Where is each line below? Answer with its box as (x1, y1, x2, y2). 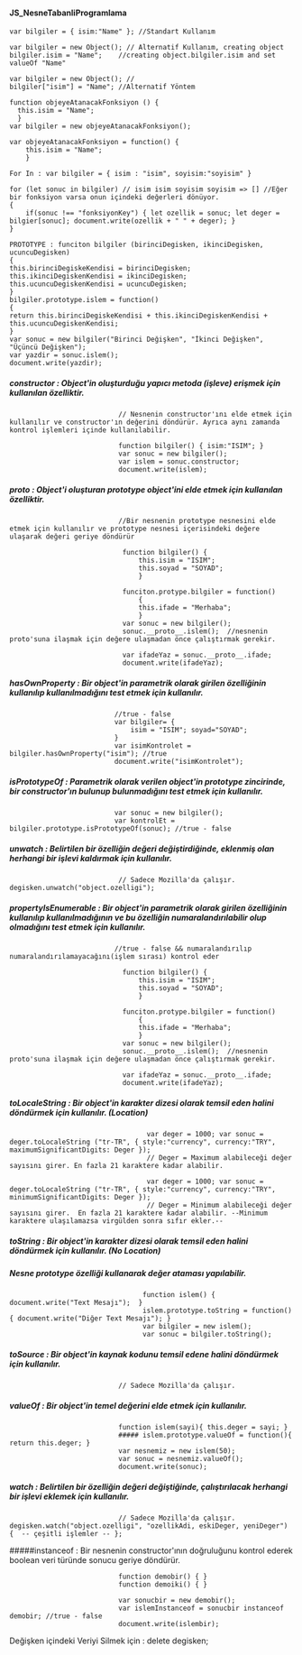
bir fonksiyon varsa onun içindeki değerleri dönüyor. (9, 193, 220, 202)
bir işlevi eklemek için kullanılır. (9, 1491, 130, 1502)
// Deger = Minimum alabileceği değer (146, 1200, 293, 1209)
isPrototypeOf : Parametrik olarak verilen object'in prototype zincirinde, (9, 776, 286, 786)
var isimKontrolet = (114, 741, 192, 750)
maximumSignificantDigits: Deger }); (9, 1145, 151, 1154)
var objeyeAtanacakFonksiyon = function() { (9, 138, 179, 147)
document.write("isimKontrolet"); (114, 758, 244, 767)
